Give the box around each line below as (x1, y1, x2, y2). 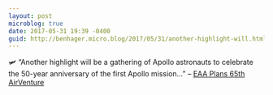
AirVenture (8, 78, 45, 88)
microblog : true (8, 19, 63, 28)
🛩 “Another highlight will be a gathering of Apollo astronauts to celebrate (8, 58, 253, 67)
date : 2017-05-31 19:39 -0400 (8, 27, 111, 35)
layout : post (8, 11, 53, 20)
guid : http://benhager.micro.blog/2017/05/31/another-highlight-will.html (8, 34, 267, 43)
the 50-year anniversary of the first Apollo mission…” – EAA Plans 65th (8, 69, 245, 79)
